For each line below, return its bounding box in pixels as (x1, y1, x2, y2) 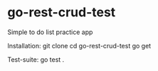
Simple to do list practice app (7, 28, 93, 36)
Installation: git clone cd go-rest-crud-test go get (7, 41, 152, 50)
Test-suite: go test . (7, 55, 65, 64)
